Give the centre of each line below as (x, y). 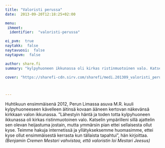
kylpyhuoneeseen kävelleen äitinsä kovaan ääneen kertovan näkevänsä (77, 109)
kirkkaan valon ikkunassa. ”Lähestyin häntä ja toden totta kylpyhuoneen (78, 115)
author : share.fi (23, 64)
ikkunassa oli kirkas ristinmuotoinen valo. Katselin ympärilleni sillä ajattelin (80, 120)
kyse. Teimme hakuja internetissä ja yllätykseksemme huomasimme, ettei (79, 130)
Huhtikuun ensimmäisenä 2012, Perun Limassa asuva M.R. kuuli (69, 104)
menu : (11, 23)
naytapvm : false (23, 55)
